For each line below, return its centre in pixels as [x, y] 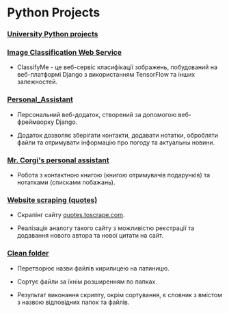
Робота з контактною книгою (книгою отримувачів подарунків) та [113, 175]
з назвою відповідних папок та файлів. [73, 302]
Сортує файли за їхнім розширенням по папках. [87, 281]
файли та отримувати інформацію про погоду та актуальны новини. [116, 142]
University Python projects [53, 34]
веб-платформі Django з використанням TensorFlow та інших [106, 75]
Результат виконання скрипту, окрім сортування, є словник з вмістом [119, 295]
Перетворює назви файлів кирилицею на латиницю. [93, 268]
